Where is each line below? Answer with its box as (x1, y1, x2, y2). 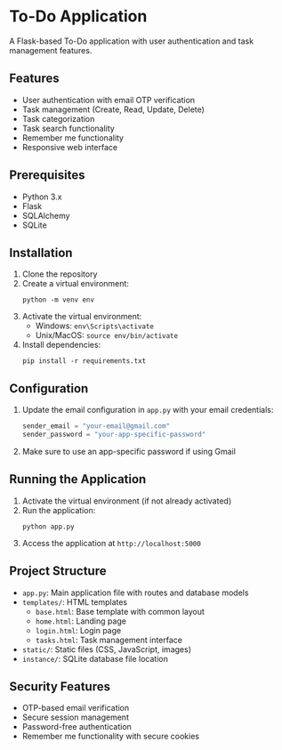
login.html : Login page (35, 625, 122, 635)
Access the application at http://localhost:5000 (21, 537, 202, 548)
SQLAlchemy (21, 210, 70, 221)
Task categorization (21, 113, 95, 124)
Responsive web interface (21, 141, 118, 152)
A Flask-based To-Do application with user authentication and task (9, 36, 254, 46)
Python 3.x (21, 191, 62, 202)
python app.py (21, 522, 75, 531)
